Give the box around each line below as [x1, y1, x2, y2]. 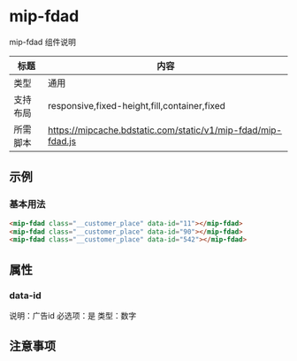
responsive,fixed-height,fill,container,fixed [48, 99, 225, 111]
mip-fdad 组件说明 [9, 36, 77, 47]
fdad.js [48, 134, 77, 147]
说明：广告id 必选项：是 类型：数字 [9, 310, 137, 320]
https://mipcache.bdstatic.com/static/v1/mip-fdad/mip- [48, 124, 283, 136]
